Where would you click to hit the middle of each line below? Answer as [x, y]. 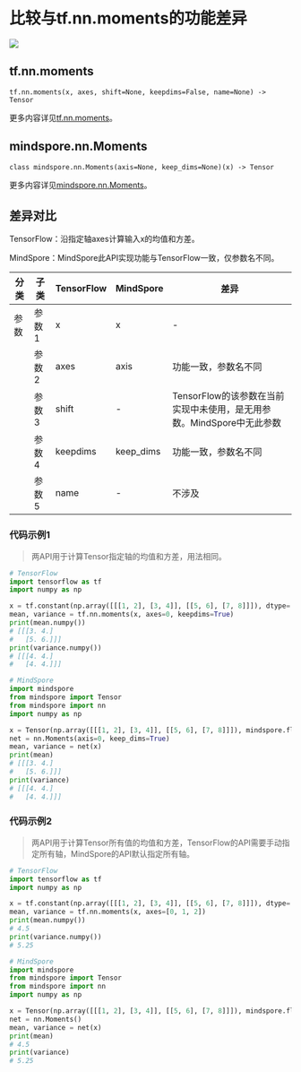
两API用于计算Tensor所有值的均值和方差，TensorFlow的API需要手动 [156, 843]
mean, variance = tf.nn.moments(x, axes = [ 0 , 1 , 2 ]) [107, 912]
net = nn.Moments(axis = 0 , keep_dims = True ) [90, 739]
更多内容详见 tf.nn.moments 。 [64, 117]
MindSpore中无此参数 [236, 423]
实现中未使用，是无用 [217, 410]
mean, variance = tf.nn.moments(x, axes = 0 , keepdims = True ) [122, 615]
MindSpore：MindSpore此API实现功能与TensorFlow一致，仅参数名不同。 [144, 258]
